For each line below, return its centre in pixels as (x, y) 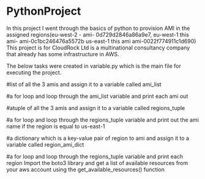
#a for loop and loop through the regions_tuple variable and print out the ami (102, 120)
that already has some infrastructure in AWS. (63, 54)
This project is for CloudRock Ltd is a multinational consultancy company (98, 48)
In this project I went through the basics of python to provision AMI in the (98, 28)
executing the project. (34, 72)
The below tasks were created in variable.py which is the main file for (94, 66)
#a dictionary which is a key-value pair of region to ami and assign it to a (98, 138)
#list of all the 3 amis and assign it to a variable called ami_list (84, 84)
